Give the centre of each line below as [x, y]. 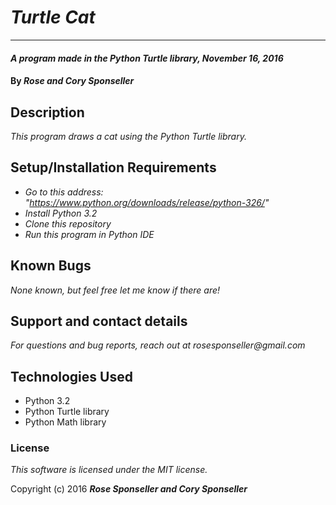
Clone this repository [68, 223]
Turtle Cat [53, 17]
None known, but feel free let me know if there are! [115, 290]
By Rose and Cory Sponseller [72, 81]
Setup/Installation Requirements [113, 167]
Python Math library [65, 422]
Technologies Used [71, 376]
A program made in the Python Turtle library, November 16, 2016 [147, 58]
